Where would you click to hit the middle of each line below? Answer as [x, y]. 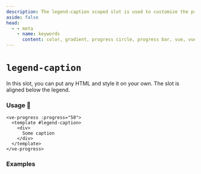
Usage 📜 [19, 105]
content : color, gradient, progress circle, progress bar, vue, [104, 39]
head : [13, 23]
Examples [21, 164]
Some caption [38, 133]
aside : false [22, 17]
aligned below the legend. [38, 90]
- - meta [22, 28]
